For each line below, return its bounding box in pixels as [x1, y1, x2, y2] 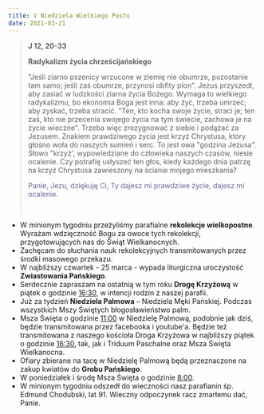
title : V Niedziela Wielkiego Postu [8, 11, 130, 20]
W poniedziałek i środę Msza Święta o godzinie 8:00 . [19, 373, 195, 382]
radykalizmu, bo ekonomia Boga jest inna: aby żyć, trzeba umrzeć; [27, 97, 247, 107]
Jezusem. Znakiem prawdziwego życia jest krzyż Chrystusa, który [27, 131, 246, 140]
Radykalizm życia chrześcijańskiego [27, 57, 152, 66]
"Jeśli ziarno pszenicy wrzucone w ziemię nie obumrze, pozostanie [27, 72, 249, 81]
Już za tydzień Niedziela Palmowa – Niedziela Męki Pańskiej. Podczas [19, 296, 253, 306]
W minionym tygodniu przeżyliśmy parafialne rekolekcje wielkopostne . [19, 220, 255, 230]
